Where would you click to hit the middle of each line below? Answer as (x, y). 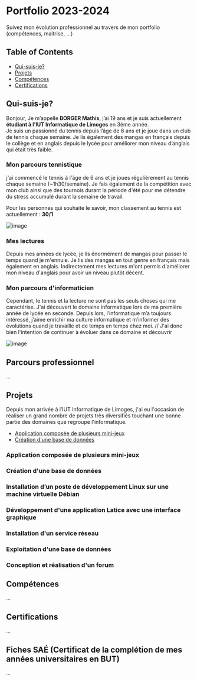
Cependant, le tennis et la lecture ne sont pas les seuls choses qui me (91, 301)
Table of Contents (40, 52)
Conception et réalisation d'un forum (60, 565)
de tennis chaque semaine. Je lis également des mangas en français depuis (98, 137)
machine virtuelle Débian (43, 494)
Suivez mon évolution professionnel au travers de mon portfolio (83, 27)
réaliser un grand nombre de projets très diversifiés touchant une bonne (93, 416)
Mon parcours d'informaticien (50, 288)
